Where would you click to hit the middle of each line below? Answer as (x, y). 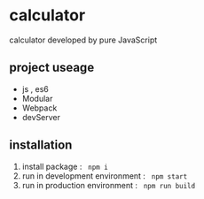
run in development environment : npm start (105, 176)
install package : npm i (65, 166)
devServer (41, 117)
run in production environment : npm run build (109, 185)
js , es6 (35, 88)
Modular (37, 98)
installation (41, 145)
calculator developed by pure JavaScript (83, 40)
